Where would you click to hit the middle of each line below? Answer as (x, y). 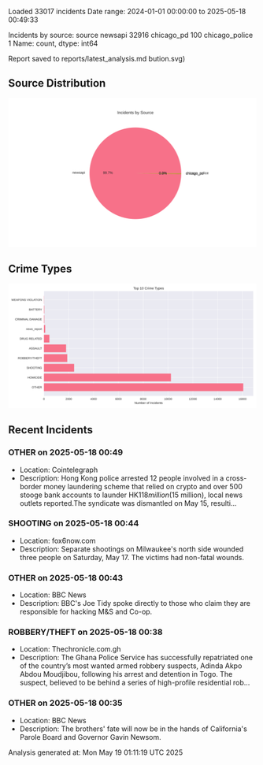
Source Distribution (57, 83)
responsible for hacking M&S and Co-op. (86, 612)
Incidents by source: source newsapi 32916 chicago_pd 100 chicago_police (131, 35)
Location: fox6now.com (57, 540)
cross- (236, 478)
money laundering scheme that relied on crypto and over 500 (143, 486)
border (30, 486)
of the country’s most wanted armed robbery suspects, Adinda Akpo (131, 666)
